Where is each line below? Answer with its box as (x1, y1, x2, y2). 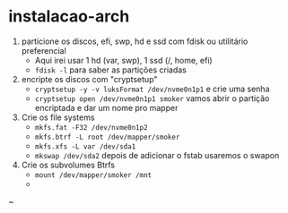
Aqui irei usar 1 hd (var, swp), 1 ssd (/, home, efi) (34, 55, 213, 65)
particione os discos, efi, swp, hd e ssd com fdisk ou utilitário (21, 36, 249, 47)
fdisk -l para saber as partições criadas (34, 64, 188, 75)
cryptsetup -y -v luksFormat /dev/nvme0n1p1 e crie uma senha (34, 83, 270, 94)
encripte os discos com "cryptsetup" (21, 73, 158, 84)
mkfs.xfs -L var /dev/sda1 (34, 141, 136, 151)
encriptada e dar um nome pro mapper (34, 102, 179, 113)
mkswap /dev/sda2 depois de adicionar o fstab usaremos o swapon (34, 149, 280, 160)
